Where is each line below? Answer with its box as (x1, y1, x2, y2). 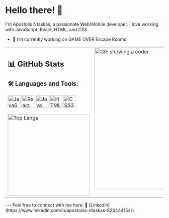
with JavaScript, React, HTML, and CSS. (5, 26, 89, 32)
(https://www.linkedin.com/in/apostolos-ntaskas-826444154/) (5, 207, 134, 213)
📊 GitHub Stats (8, 59, 64, 69)
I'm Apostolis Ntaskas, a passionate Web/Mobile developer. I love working (5, 21, 158, 27)
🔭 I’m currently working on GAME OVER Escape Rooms (12, 36, 127, 42)
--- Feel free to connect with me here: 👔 (5, 202, 88, 208)
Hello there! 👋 (5, 5, 63, 16)
